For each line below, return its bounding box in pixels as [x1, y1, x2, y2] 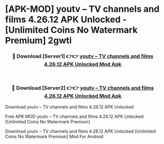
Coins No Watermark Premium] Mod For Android [5, 133, 103, 139]
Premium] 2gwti [5, 35, 72, 46]
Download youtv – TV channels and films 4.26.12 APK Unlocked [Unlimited [5, 128, 156, 134]
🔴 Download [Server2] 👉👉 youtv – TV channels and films [11, 85, 154, 92]
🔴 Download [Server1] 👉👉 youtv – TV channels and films [12, 53, 154, 60]
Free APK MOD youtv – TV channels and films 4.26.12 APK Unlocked [5, 113, 144, 119]
